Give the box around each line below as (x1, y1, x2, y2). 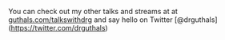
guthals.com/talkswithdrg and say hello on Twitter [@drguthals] (8, 15, 218, 24)
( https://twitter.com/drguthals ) (8, 24, 108, 32)
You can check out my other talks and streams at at (8, 7, 179, 16)
